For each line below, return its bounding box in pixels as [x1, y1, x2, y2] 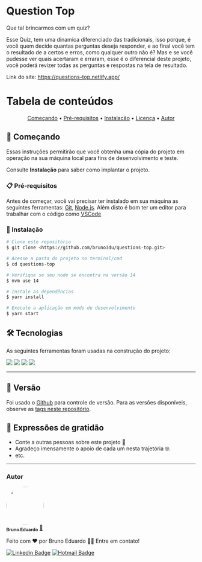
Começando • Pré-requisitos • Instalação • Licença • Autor [27, 114, 175, 121]
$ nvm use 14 [6, 278, 39, 284]
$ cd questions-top [6, 261, 55, 267]
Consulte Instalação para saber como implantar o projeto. [6, 166, 150, 173]
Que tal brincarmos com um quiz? [6, 24, 90, 31]
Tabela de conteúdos [6, 95, 114, 108]
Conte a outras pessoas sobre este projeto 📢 [14, 439, 126, 446]
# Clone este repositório [6, 239, 71, 245]
